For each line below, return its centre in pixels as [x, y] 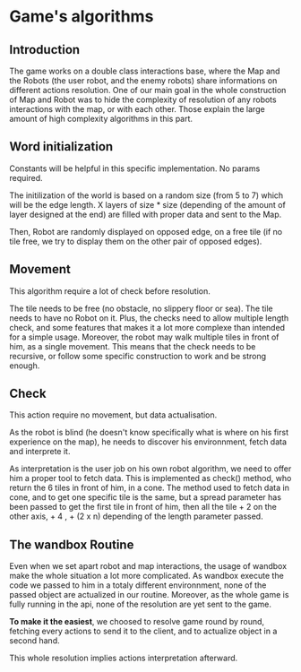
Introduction [45, 50]
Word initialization [61, 146]
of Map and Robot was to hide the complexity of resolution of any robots [143, 99]
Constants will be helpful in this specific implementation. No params [135, 168]
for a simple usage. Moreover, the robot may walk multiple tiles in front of [144, 337]
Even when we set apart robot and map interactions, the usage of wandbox [148, 566]
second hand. [34, 641]
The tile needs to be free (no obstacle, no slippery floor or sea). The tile [141, 308]
